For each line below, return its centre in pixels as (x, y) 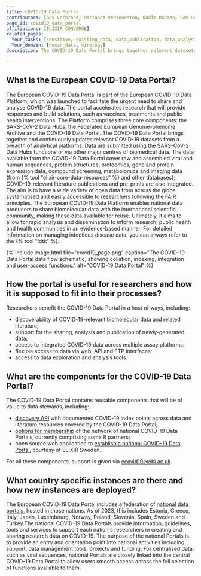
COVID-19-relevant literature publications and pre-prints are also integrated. (100, 184)
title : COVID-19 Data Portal (42, 12)
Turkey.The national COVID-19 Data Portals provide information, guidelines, (99, 523)
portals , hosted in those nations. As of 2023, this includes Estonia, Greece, (98, 510)
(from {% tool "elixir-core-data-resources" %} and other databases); (91, 177)
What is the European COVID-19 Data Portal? (91, 81)
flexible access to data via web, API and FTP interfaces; (83, 351)
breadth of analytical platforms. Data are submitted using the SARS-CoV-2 (98, 145)
